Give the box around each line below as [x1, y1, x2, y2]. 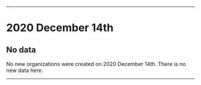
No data [6, 45, 36, 55]
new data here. [6, 67, 44, 74]
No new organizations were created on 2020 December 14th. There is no [6, 61, 186, 67]
